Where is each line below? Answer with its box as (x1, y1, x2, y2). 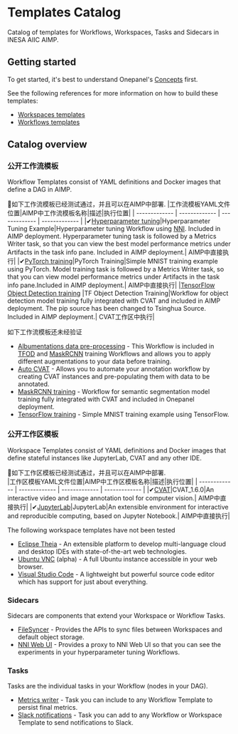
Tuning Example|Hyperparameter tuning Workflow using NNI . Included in (7, 224, 221, 233)
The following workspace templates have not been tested (7, 525, 175, 534)
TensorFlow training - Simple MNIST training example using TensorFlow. (17, 410, 229, 419)
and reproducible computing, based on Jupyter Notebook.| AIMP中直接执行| (7, 511, 231, 520)
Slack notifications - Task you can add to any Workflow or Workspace (17, 710, 222, 720)
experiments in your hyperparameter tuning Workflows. (17, 648, 180, 656)
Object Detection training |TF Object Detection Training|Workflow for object (7, 289, 229, 298)
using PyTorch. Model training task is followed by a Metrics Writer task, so (7, 265, 225, 274)
